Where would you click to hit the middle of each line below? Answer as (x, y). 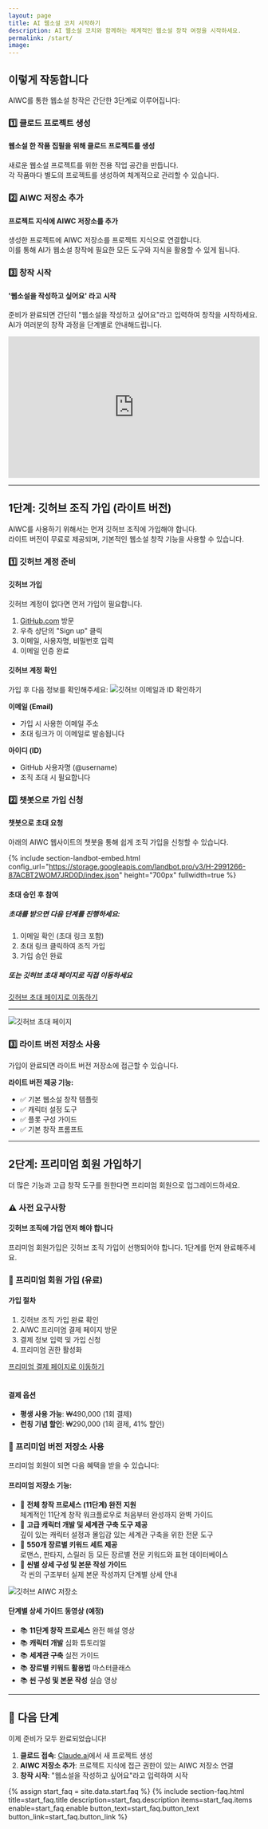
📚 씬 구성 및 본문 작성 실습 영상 (69, 1680)
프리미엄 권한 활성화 (51, 1350)
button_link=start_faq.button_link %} (68, 1816)
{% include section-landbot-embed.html (75, 858)
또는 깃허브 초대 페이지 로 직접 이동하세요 (71, 976)
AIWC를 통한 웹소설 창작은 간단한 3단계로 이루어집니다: (95, 100)
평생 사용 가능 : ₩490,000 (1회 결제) (76, 1414)
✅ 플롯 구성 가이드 (48, 1119)
